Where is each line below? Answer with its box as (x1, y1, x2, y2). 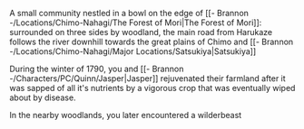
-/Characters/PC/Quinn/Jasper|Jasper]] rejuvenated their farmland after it (9, 73, 286, 84)
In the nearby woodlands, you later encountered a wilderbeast (9, 110, 242, 120)
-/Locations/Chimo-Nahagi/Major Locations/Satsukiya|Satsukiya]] (9, 46, 257, 57)
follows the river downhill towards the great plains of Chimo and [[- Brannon (9, 36, 294, 47)
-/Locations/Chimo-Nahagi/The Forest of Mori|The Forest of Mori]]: (9, 17, 262, 28)
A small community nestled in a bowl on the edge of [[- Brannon (9, 8, 250, 18)
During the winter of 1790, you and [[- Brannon (9, 63, 184, 74)
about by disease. (9, 92, 76, 103)
